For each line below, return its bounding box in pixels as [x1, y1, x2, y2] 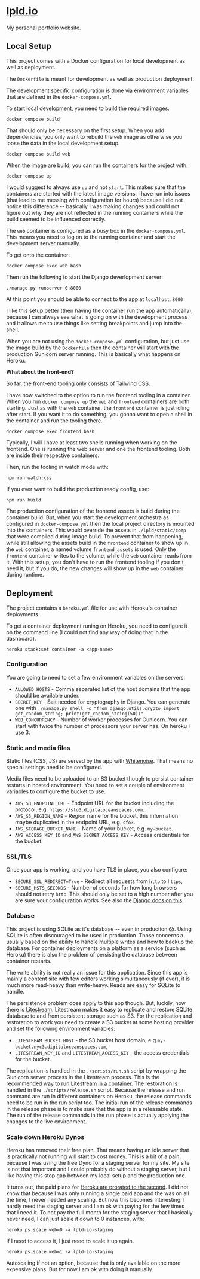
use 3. [14, 729, 30, 736]
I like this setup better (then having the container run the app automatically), [6, 307, 193, 314]
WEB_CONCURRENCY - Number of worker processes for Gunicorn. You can [14, 716, 188, 723]
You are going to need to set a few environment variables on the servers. [6, 674, 186, 681]
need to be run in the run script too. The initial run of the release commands [6, 1099, 193, 1106]
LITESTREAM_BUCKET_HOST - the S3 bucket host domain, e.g [14, 1036, 156, 1043]
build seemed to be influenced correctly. [6, 215, 106, 223]
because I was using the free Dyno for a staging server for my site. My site [6, 1159, 190, 1167]
